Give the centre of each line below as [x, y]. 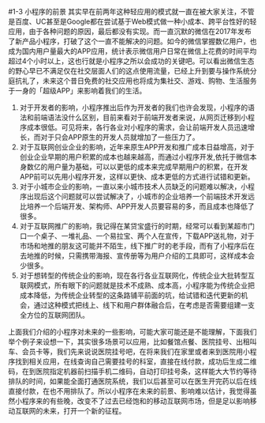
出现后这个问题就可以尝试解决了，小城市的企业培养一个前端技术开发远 [140, 196]
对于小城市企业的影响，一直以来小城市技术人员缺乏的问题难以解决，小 [134, 187]
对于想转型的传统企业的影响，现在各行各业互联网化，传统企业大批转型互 [137, 276]
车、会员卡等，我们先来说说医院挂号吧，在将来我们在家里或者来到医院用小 [129, 351]
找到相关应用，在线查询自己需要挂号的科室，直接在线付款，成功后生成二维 [136, 361]
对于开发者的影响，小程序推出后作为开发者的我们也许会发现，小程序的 [134, 108]
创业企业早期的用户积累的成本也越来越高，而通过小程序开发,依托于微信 [134, 157]
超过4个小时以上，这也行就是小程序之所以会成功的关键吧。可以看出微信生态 [131, 61]
